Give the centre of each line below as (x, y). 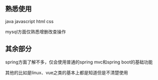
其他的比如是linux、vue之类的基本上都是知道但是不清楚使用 (67, 72)
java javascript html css (29, 21)
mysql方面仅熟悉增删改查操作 (36, 31)
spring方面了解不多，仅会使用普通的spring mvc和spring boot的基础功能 (79, 62)
